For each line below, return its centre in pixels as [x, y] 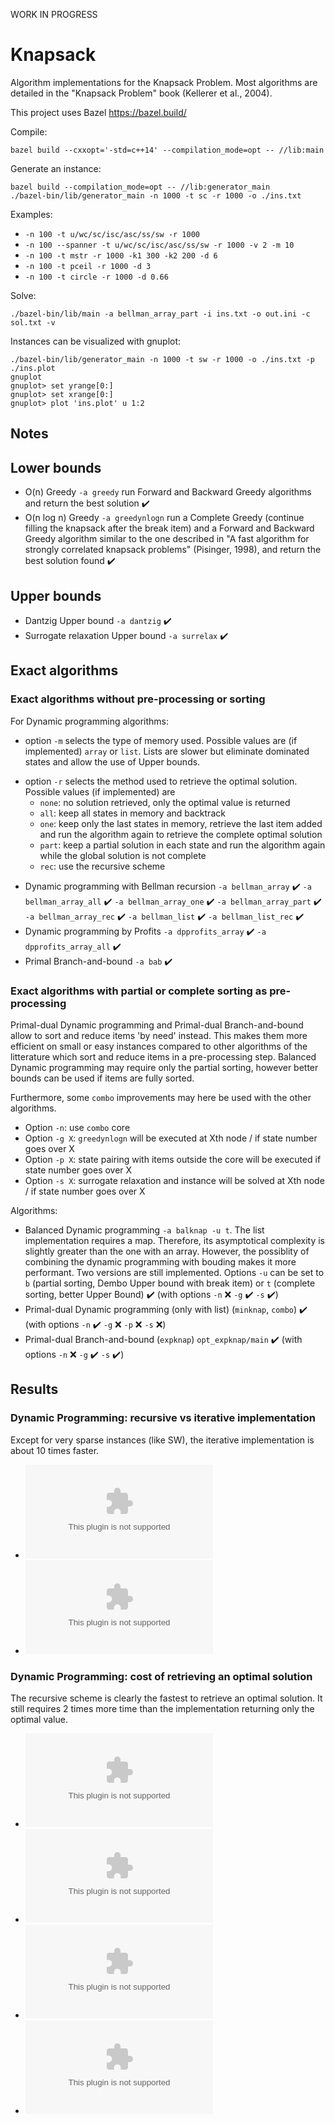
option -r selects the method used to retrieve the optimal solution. [161, 781]
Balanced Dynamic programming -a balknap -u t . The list [144, 1230]
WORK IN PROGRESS [54, 14]
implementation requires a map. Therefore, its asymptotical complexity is [174, 1240]
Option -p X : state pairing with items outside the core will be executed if [173, 1159]
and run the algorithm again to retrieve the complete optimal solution [181, 834]
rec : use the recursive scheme [102, 866]
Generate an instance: [56, 168]
